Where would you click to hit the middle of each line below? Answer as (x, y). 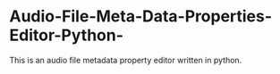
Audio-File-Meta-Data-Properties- (141, 16)
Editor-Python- (66, 35)
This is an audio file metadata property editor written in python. (126, 60)
